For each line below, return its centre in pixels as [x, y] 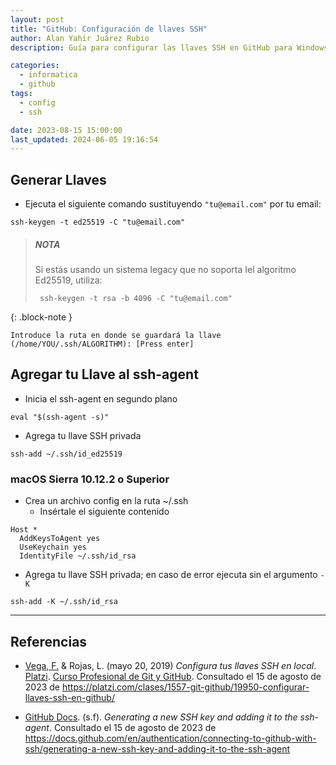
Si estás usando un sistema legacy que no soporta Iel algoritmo [165, 270]
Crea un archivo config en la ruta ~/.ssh [106, 501]
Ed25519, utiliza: [68, 280]
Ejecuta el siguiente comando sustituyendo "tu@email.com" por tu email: [173, 204]
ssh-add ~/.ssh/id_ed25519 [66, 454]
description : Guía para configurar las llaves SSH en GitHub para [151, 47]
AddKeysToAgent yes [60, 539]
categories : [35, 66]
